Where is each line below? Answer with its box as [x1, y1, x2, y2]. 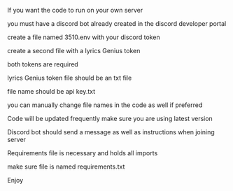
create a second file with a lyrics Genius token [7, 47, 141, 55]
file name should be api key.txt [7, 87, 96, 95]
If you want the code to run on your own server [7, 6, 143, 14]
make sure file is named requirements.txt [7, 162, 125, 171]
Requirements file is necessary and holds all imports [7, 149, 158, 157]
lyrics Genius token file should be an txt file [7, 73, 132, 82]
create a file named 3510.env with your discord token [7, 33, 160, 41]
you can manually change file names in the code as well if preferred [7, 101, 203, 109]
